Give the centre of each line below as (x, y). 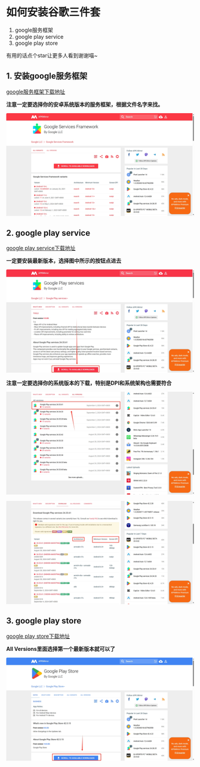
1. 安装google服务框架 (47, 76)
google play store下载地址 (38, 636)
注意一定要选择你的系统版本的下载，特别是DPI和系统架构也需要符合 (89, 383)
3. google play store (44, 621)
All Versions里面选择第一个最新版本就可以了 (61, 649)
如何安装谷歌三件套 (53, 12)
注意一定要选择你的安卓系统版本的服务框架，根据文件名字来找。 (84, 104)
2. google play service (48, 233)
